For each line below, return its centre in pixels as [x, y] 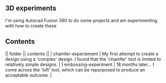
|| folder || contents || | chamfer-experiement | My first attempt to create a [82, 54]
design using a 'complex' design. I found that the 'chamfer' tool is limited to [83, 59]
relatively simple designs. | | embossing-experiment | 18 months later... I [80, 64]
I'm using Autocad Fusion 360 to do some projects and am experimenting [81, 20]
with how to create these [31, 26]
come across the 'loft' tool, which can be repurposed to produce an [75, 69]
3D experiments [31, 8]
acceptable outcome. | [28, 75]
